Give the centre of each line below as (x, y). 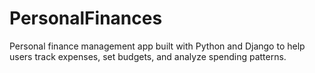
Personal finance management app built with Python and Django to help (157, 46)
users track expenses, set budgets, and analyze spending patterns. (148, 56)
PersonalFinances (86, 18)
